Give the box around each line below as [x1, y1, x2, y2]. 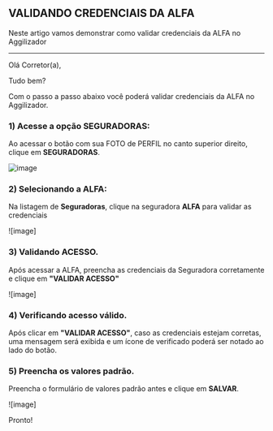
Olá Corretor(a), [8, 60, 62, 70]
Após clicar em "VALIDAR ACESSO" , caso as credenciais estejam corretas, [8, 328, 262, 338]
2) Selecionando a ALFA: [8, 183, 107, 195]
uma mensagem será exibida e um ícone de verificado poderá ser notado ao [8, 337, 264, 346]
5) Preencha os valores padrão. [8, 365, 135, 377]
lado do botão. [8, 345, 57, 355]
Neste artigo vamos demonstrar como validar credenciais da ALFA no [8, 28, 241, 37]
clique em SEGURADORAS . [8, 148, 100, 157]
